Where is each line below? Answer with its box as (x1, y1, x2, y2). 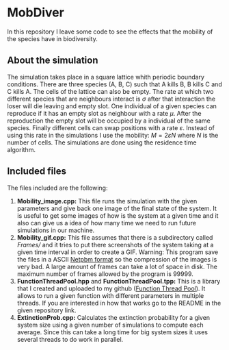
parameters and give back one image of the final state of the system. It (16, 204, 217, 212)
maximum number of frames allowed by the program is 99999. (16, 269, 193, 278)
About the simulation (7, 55, 98, 66)
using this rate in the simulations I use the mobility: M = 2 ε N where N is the (7, 131, 219, 139)
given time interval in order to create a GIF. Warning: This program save (16, 248, 219, 256)
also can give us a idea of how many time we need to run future (16, 218, 197, 227)
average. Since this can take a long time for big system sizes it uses (16, 327, 208, 336)
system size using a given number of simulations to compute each (16, 321, 204, 329)
